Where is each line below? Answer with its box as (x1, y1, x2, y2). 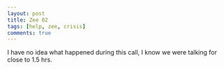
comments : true (7, 29, 52, 37)
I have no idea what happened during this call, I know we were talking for (7, 48, 218, 57)
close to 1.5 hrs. (7, 56, 52, 64)
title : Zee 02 (7, 17, 49, 23)
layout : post (7, 10, 45, 17)
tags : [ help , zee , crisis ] (7, 23, 86, 30)
